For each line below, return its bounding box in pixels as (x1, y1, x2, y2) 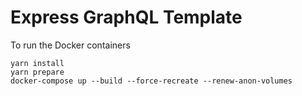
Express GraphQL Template (10, 6, 243, 29)
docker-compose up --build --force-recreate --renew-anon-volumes (10, 76, 293, 86)
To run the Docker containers (10, 39, 131, 51)
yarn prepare (10, 67, 65, 77)
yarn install (10, 58, 65, 68)
